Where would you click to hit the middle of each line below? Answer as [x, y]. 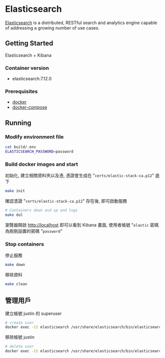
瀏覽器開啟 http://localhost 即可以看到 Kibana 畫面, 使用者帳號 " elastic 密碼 [82, 225]
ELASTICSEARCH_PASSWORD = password [39, 151]
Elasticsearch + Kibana [28, 55]
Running [18, 123]
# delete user [20, 347]
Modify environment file [34, 137]
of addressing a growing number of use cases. [52, 28]
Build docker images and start [41, 164]
